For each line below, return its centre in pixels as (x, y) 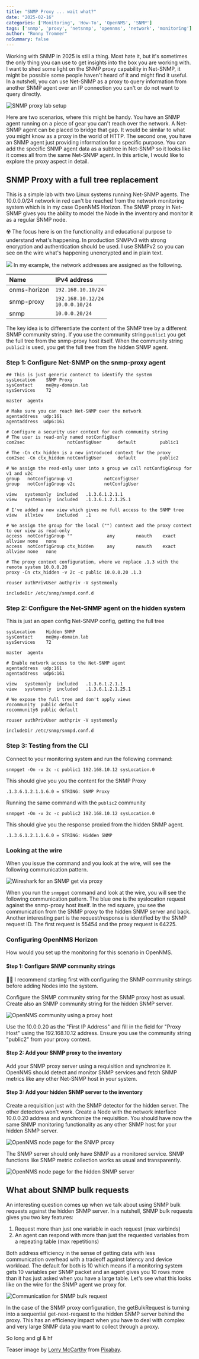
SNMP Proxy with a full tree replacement (82, 180)
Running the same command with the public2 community (76, 803)
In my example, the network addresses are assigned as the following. (98, 265)
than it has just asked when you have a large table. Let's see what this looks (99, 1278)
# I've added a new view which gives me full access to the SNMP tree (95, 510)
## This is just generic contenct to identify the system (79, 375)
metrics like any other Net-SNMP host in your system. (72, 1078)
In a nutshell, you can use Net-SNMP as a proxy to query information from (97, 81)
